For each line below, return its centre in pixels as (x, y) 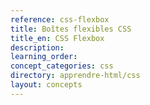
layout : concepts (46, 85)
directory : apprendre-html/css (75, 76)
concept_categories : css (62, 66)
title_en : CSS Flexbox (57, 38)
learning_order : (44, 57)
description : (37, 47)
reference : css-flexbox (60, 19)
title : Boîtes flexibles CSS (71, 29)
